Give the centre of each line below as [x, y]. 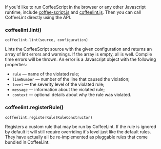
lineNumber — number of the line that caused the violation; [71, 79]
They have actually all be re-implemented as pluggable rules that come [76, 137]
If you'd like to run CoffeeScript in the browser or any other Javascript [75, 7]
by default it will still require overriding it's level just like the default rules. [78, 131]
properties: [16, 65]
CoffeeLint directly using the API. [38, 17]
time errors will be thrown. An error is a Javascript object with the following [80, 59]
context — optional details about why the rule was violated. [72, 95]
